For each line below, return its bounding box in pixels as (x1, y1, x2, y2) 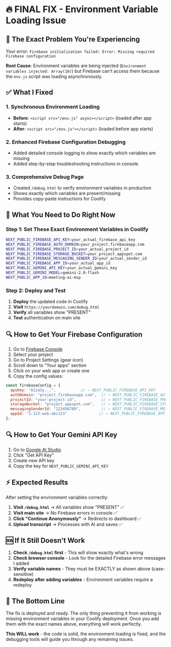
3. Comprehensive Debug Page (6, 173, 84, 180)
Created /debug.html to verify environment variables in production (13, 185, 152, 191)
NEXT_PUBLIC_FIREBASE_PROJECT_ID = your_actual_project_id (6, 246, 129, 252)
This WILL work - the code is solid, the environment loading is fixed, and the (6, 631, 166, 637)
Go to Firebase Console (13, 346, 63, 352)
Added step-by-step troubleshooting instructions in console (13, 160, 139, 167)
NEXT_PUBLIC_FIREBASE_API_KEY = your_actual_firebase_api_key (6, 237, 136, 242)
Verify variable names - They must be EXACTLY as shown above (13, 566, 151, 572)
